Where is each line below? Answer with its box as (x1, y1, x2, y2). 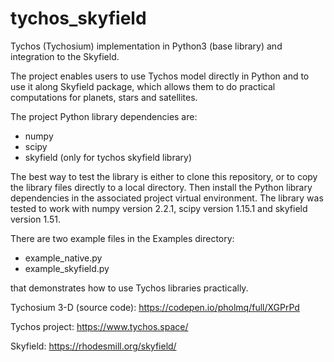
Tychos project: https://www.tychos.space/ (10, 320, 189, 332)
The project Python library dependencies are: (10, 110, 198, 122)
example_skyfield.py (24, 262, 110, 274)
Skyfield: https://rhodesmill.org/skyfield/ (10, 340, 177, 352)
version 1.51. (10, 213, 61, 225)
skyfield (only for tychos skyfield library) (24, 151, 193, 163)
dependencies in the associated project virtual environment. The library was (10, 192, 324, 204)
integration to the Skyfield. (10, 50, 120, 62)
